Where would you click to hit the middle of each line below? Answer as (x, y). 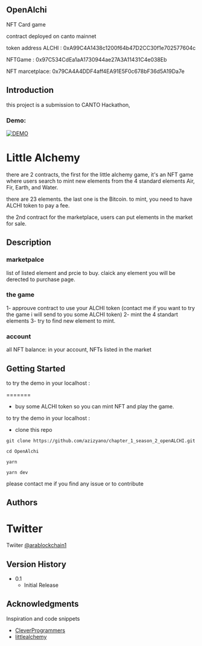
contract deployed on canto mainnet (51, 36)
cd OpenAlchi (23, 451)
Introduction (30, 90)
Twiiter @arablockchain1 (36, 545)
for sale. (17, 223)
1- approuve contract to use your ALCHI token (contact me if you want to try (101, 308)
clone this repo (33, 429)
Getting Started (36, 368)
